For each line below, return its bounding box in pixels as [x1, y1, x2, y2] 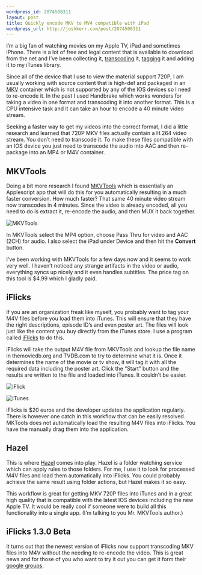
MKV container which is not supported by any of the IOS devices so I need [6, 86, 191, 93]
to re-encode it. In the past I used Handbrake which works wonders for [6, 92, 182, 99]
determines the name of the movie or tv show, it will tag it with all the [6, 358, 177, 365]
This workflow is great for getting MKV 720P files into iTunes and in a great [6, 489, 192, 497]
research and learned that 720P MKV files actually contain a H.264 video [6, 130, 187, 137]
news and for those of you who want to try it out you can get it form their [6, 555, 186, 562]
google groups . [6, 562, 44, 569]
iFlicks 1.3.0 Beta [6, 527, 71, 537]
